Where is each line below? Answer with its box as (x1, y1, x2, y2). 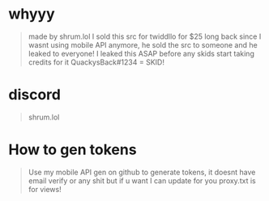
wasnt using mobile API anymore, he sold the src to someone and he (28, 40, 258, 49)
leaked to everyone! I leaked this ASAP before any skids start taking (28, 48, 255, 58)
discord (8, 86, 61, 104)
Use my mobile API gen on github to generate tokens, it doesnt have (28, 167, 256, 177)
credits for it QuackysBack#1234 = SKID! (28, 57, 164, 67)
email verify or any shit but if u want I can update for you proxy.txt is (28, 175, 257, 186)
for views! (28, 184, 62, 194)
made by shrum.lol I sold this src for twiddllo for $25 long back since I (28, 31, 262, 41)
